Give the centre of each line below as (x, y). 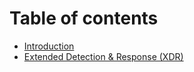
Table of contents (84, 18)
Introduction (49, 46)
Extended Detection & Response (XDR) (103, 56)
